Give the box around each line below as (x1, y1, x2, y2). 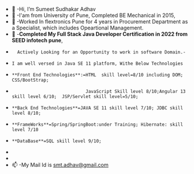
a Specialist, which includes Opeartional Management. (11, 24, 144, 31)
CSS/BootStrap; (11, 77, 49, 83)
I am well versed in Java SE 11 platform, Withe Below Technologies (11, 61, 183, 66)
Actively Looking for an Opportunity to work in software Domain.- (17, 49, 186, 55)
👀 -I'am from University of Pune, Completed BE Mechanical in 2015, (11, 12, 176, 19)
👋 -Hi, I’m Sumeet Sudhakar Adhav (11, 6, 96, 12)
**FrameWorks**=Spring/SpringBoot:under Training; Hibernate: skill (11, 122, 183, 128)
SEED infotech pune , (11, 37, 63, 43)
